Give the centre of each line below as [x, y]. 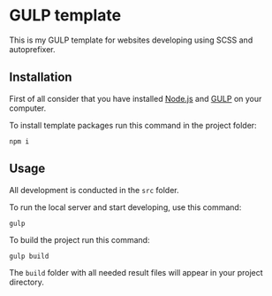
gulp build [29, 256]
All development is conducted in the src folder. [94, 190]
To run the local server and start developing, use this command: [125, 207]
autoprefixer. [32, 49]
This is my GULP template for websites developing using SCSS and [131, 40]
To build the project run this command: [79, 239]
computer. [28, 108]
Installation [41, 78]
